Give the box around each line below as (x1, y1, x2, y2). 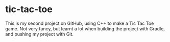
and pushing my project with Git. (5, 31, 74, 37)
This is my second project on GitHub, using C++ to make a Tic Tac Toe (5, 20, 154, 26)
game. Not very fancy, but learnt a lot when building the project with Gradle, (5, 25, 165, 31)
